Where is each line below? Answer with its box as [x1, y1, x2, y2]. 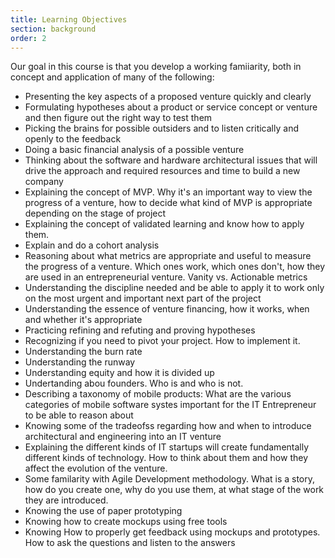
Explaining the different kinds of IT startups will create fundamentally [24, 441, 310, 453]
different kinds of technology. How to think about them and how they [24, 452, 308, 464]
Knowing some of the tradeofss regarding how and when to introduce [24, 420, 312, 432]
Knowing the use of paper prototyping [24, 505, 183, 517]
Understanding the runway [24, 356, 136, 368]
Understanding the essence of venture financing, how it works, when [24, 303, 310, 315]
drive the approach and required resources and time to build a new [24, 165, 301, 177]
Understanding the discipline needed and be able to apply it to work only [24, 282, 325, 294]
